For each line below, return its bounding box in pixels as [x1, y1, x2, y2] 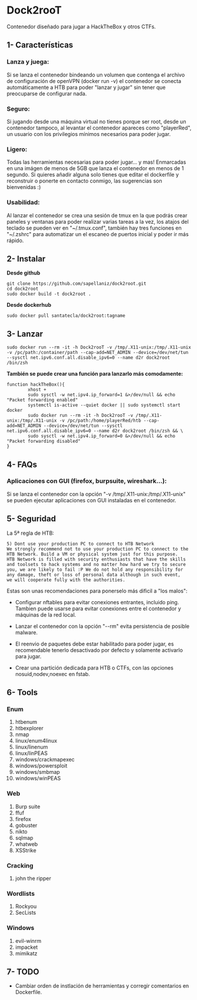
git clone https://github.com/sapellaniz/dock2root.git [6, 281, 146, 287]
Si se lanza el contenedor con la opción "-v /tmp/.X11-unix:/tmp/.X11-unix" [6, 490, 186, 498]
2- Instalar [6, 254, 46, 264]
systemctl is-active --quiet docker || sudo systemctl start [28, 402, 181, 408]
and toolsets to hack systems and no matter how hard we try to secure [6, 561, 186, 567]
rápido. [6, 237, 24, 244]
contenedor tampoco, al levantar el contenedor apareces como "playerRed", [6, 124, 192, 131]
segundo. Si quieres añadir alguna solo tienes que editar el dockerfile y [6, 171, 179, 178]
